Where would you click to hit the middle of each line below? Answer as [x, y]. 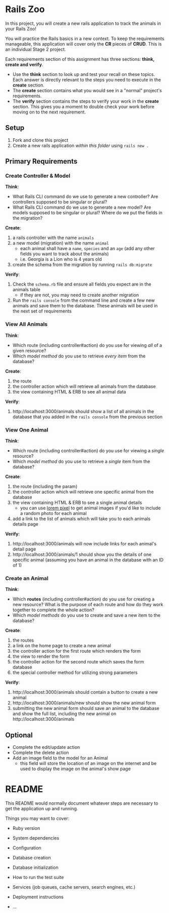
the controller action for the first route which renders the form [77, 651]
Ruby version [26, 828]
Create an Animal [27, 578]
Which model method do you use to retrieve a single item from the [81, 461]
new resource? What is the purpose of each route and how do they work [88, 605]
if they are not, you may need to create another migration [79, 295]
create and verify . [24, 64]
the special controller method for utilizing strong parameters [75, 672]
